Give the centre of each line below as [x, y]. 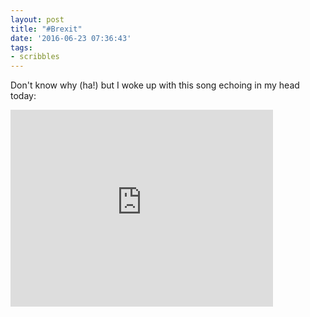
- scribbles [35, 57]
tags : [21, 47]
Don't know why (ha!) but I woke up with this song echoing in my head [155, 85]
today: [23, 96]
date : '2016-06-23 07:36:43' [71, 38]
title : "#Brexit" [46, 29]
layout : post [37, 19]
